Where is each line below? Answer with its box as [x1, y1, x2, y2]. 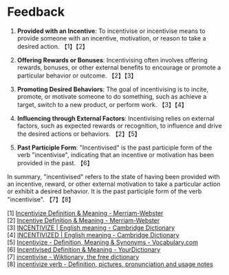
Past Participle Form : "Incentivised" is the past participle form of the [17, 143, 212, 152]
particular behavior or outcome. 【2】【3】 [17, 71, 138, 80]
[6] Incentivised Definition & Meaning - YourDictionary [7, 245, 161, 254]
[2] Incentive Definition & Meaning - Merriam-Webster [7, 216, 160, 224]
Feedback [7, 4, 65, 20]
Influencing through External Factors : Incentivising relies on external [17, 114, 215, 122]
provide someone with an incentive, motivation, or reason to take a [17, 34, 206, 42]
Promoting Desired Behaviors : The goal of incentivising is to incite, [17, 85, 208, 93]
